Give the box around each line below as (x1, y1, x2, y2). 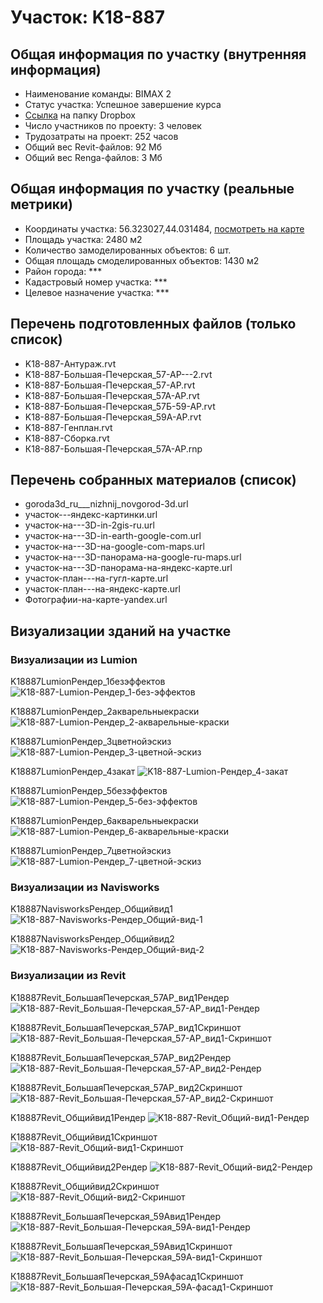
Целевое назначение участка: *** (24, 286, 170, 298)
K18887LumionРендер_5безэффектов (10, 785, 168, 797)
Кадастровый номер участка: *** (24, 276, 168, 288)
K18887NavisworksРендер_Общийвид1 (10, 903, 173, 915)
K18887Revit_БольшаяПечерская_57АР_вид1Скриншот (10, 1021, 242, 1033)
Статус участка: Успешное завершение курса (24, 99, 222, 110)
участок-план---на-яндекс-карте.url (24, 583, 181, 595)
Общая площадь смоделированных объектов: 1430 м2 (24, 254, 260, 266)
